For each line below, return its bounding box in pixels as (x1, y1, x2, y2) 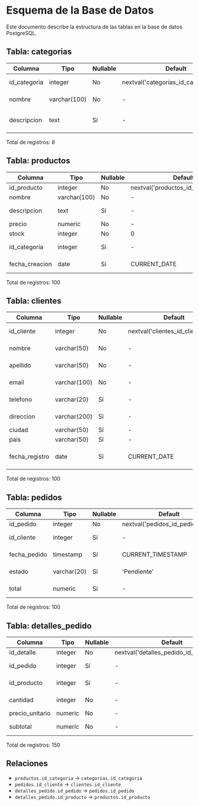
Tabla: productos (6, 156, 70, 166)
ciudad (9, 426, 28, 434)
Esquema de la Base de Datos (6, 4, 154, 17)
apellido (9, 361, 31, 370)
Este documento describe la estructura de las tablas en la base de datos (6, 23, 182, 30)
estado (9, 567, 28, 576)
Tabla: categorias (6, 47, 72, 57)
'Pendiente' (121, 567, 154, 576)
